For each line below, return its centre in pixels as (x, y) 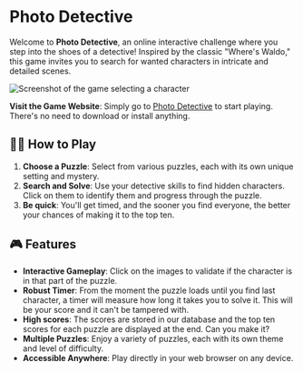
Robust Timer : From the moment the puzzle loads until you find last (149, 290)
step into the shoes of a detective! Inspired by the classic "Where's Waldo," (150, 51)
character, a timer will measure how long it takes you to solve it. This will (157, 300)
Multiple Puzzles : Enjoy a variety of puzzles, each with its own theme (153, 338)
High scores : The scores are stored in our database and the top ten (149, 319)
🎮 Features (43, 244)
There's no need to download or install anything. (100, 116)
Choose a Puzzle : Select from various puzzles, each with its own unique (158, 166)
